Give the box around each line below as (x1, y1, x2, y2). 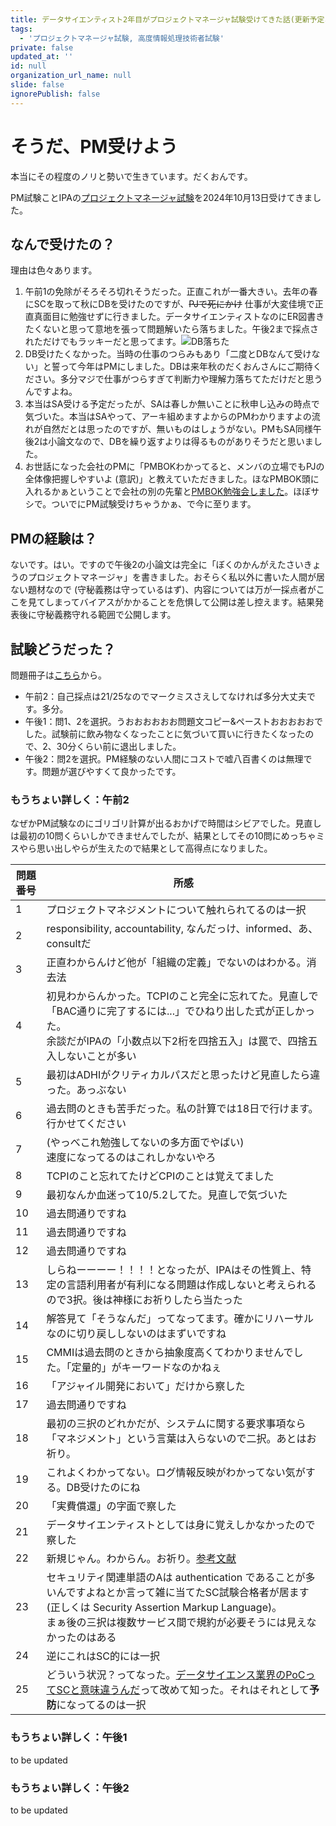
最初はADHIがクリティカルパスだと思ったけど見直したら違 (46, 1068, 321, 1082)
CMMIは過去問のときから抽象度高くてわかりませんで (46, 1346, 294, 1360)
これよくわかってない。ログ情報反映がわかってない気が (46, 1466, 306, 1480)
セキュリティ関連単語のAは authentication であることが (46, 1571, 306, 1585)
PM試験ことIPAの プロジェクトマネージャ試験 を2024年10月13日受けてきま (10, 191, 313, 203)
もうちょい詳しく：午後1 (10, 1731, 128, 1745)
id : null (10, 61, 47, 71)
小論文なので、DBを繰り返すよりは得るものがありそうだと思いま (48, 436, 314, 448)
